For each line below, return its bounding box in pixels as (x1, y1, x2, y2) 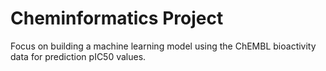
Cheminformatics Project (10, 7, 224, 30)
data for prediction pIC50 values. (10, 50, 147, 62)
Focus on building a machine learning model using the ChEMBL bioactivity (10, 40, 317, 52)
